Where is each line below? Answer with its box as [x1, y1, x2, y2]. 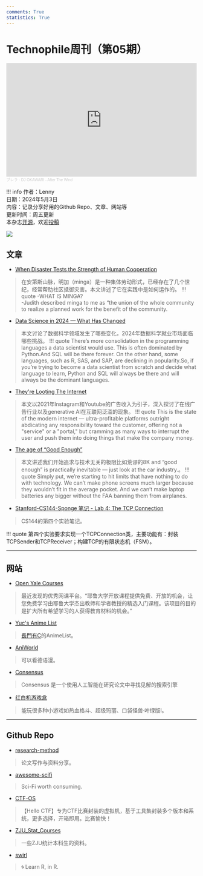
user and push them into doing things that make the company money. [21, 434, 195, 442]
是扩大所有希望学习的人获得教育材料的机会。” [21, 607, 132, 615]
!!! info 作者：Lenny [6, 188, 55, 196]
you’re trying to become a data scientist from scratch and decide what [21, 363, 196, 371]
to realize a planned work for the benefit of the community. [21, 305, 168, 313]
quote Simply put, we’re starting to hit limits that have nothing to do [21, 473, 188, 480]
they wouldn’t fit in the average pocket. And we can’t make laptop [21, 486, 185, 493]
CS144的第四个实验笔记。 [21, 517, 86, 525]
